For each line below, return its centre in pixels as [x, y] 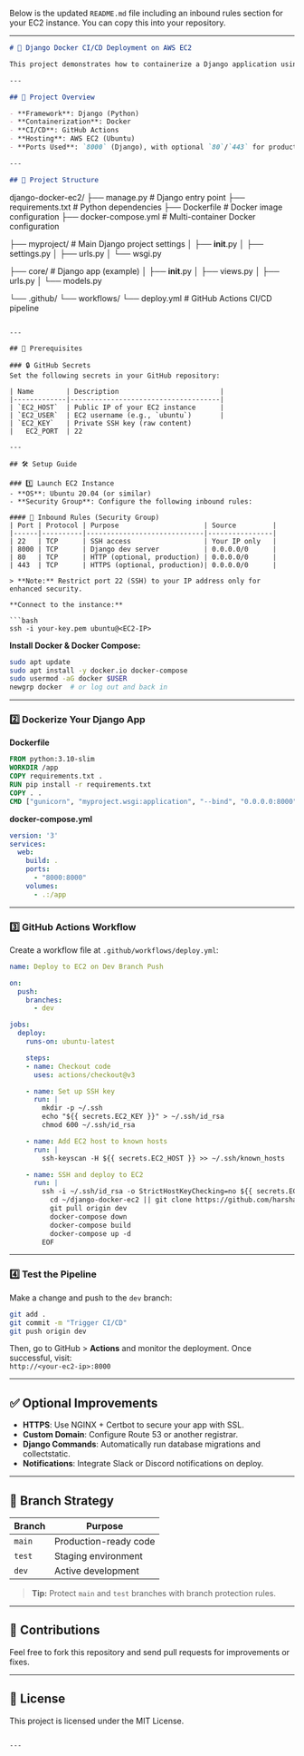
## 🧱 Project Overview [52, 97]
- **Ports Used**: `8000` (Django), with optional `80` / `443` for [137, 147]
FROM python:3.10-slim [52, 760]
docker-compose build [90, 1225]
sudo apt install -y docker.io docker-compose [99, 671]
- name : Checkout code [68, 1066]
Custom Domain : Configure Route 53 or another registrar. [130, 1435]
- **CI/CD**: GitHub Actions [64, 131]
